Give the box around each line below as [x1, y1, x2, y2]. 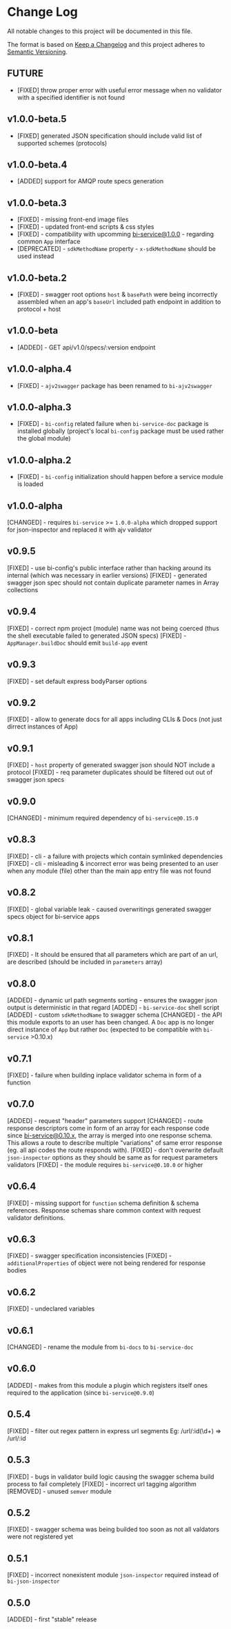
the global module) [17, 434, 71, 443]
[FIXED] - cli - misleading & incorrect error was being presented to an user [7, 859, 219, 867]
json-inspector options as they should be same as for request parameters [7, 1153, 219, 1162]
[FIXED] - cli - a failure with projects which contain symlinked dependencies [7, 852, 223, 860]
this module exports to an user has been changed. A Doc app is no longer [7, 1018, 214, 1026]
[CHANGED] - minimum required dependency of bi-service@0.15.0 [7, 813, 199, 822]
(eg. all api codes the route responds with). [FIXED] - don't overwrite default [7, 1146, 223, 1154]
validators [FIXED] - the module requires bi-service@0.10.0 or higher [7, 1160, 203, 1168]
